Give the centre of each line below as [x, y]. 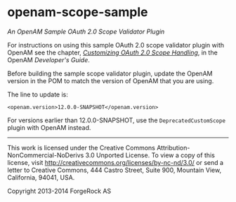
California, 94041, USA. [41, 177]
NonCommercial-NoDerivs [46, 155]
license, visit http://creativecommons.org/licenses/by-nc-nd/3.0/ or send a [115, 162]
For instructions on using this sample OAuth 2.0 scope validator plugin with [116, 45]
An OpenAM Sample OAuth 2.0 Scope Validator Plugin [86, 31]
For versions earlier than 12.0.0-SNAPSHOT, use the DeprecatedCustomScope [117, 120]
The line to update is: [38, 94]
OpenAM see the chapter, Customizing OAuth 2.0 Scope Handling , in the [112, 52]
